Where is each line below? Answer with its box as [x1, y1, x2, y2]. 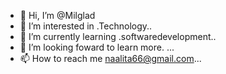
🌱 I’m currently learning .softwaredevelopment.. [19, 31, 217, 42]
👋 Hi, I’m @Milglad [19, 10, 96, 21]
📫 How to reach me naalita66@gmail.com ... [19, 53, 202, 64]
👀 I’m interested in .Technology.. [19, 20, 153, 32]
